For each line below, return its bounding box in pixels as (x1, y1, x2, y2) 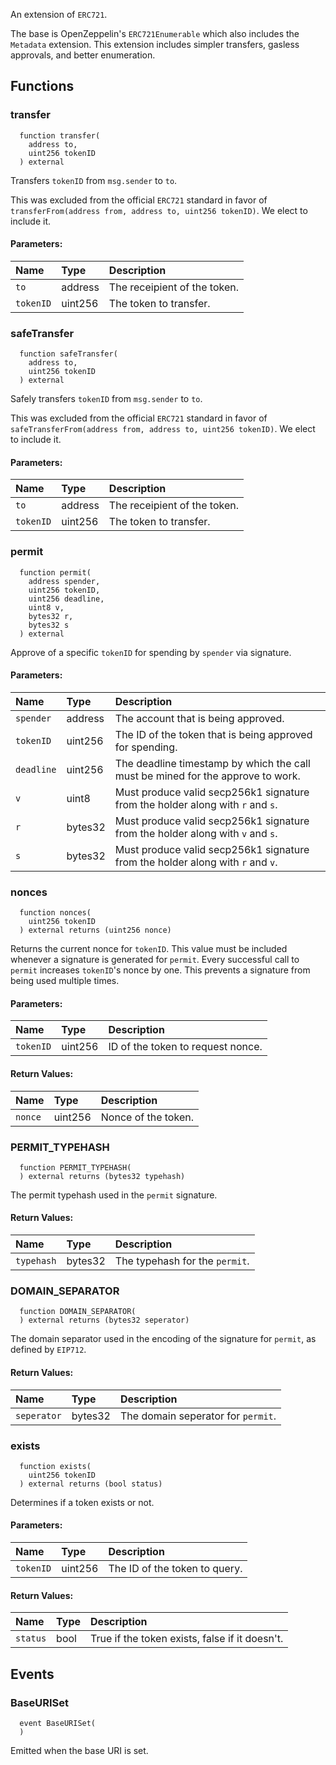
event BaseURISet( (19, 1718, 97, 1728)
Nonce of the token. (100, 1110, 194, 1124)
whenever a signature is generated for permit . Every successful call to (10, 954, 300, 966)
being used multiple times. (10, 975, 120, 987)
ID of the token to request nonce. (108, 1040, 263, 1054)
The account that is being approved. (114, 711, 285, 725)
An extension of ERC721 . (10, 9, 108, 20)
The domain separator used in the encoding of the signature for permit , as (10, 1333, 317, 1345)
